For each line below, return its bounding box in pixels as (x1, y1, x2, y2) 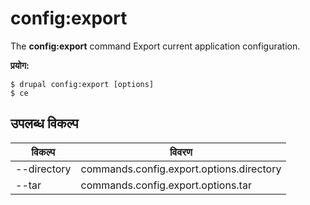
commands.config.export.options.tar (80, 178, 252, 192)
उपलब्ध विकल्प (10, 115, 79, 132)
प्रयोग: (10, 59, 30, 71)
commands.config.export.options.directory (80, 162, 282, 176)
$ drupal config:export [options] (10, 79, 155, 89)
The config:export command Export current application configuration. (10, 40, 301, 52)
